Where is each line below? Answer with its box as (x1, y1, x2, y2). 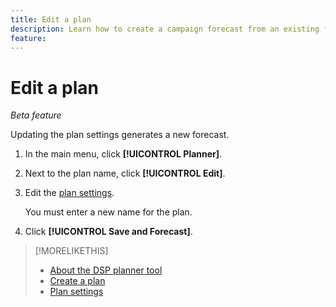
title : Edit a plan (10, 14, 92, 25)
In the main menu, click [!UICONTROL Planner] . (24, 148, 223, 160)
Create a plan (49, 275, 106, 287)
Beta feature (10, 109, 62, 121)
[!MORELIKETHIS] (34, 245, 109, 257)
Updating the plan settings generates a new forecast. (10, 129, 230, 141)
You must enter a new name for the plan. (24, 206, 193, 218)
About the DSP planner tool (49, 264, 163, 276)
